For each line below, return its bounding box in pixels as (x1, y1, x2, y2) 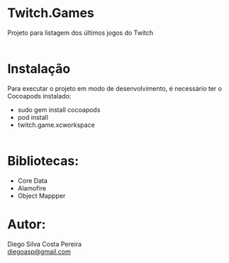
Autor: (7, 216, 46, 232)
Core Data (17, 176, 48, 185)
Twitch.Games (7, 5, 94, 21)
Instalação (7, 61, 71, 77)
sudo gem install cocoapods (17, 105, 101, 114)
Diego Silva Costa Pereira (7, 240, 82, 248)
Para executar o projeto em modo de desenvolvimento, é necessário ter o (7, 84, 222, 93)
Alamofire (17, 184, 47, 192)
